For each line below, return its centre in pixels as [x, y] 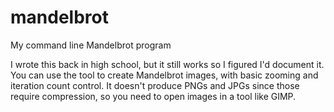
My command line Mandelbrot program [91, 45]
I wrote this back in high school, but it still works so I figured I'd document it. [167, 64]
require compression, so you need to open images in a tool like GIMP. [153, 96]
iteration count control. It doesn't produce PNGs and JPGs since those [155, 85]
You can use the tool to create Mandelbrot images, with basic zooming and [164, 75]
